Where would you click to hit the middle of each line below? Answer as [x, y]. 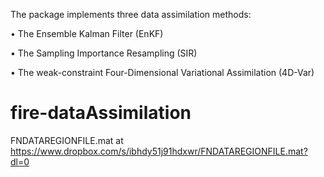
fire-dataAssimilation [101, 113]
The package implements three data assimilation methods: [131, 14]
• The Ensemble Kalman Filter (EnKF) [87, 33]
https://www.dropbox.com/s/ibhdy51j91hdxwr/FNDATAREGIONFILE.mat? [159, 151]
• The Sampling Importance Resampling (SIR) [104, 53]
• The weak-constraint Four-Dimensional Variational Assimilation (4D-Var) [162, 72]
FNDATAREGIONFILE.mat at [67, 140]
